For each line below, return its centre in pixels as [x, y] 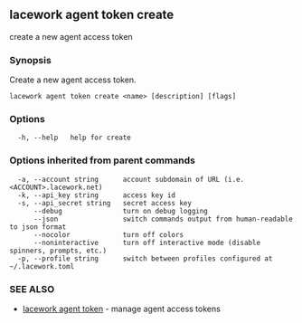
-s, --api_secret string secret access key [105, 203]
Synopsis [30, 60]
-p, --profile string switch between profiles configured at [145, 258]
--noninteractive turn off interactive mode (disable [146, 242]
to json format [38, 227]
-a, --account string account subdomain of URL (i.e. [131, 179]
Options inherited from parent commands [103, 160]
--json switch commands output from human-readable [163, 219]
